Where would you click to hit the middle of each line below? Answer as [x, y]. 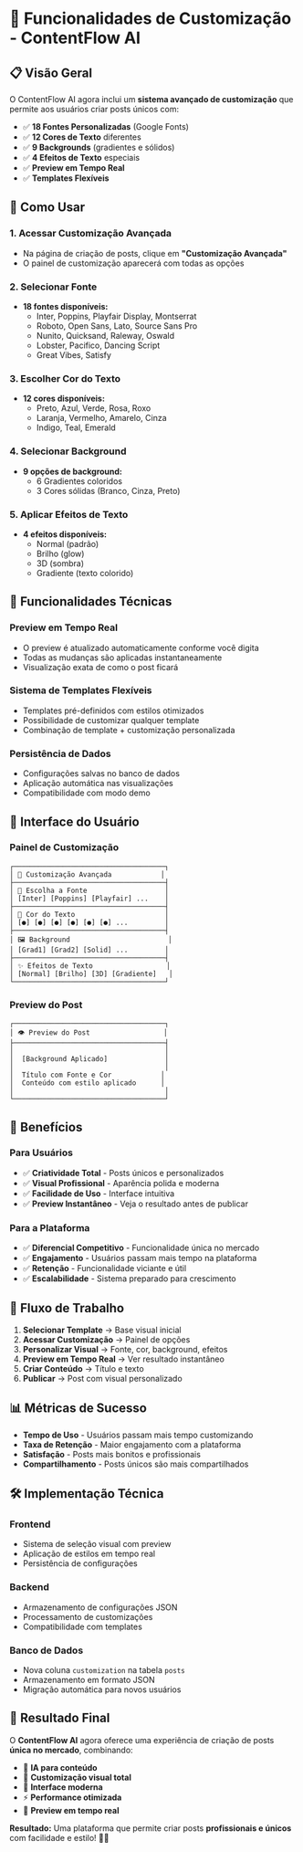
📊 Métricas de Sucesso [78, 1409]
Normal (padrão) [68, 543]
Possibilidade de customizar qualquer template [111, 720]
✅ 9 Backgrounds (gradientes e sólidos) [99, 147]
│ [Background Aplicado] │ [89, 1059]
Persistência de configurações [80, 1563]
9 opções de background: [73, 471]
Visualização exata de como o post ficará [100, 667]
